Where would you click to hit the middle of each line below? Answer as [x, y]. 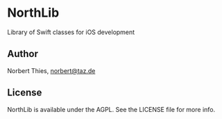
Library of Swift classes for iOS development [71, 32]
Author [23, 54]
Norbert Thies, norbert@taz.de [51, 70]
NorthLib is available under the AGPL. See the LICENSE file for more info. [111, 109]
